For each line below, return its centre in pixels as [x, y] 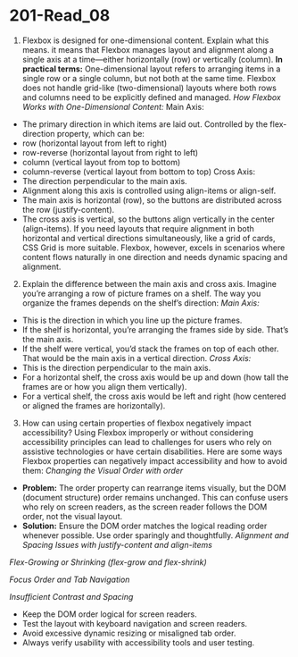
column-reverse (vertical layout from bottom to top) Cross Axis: [139, 172]
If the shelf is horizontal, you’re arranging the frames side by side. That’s [155, 329]
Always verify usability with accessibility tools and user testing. [138, 642]
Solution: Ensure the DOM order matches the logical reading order [145, 526]
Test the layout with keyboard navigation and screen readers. [135, 623]
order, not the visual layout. [72, 516]
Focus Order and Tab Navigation [70, 579]
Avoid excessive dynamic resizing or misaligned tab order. [129, 633]
